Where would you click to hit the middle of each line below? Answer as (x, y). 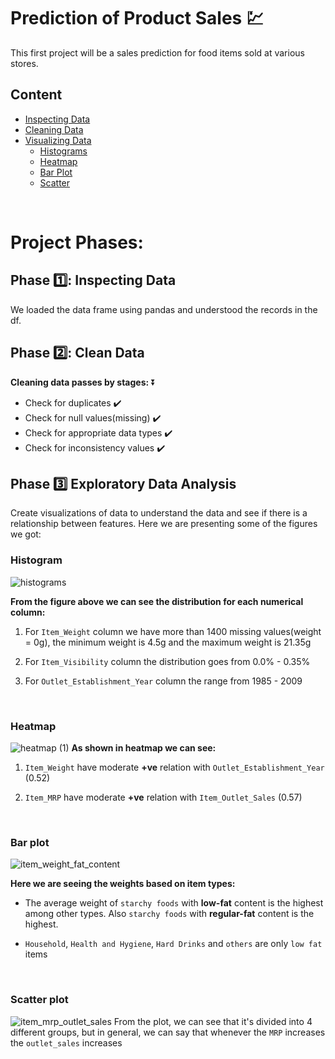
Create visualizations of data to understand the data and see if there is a (159, 513)
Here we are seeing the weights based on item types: (123, 884)
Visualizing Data (58, 140)
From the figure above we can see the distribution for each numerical (157, 601)
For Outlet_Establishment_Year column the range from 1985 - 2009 (163, 681)
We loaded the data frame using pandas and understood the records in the (164, 309)
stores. (24, 63)
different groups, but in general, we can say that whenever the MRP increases (168, 1032)
